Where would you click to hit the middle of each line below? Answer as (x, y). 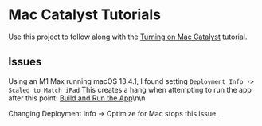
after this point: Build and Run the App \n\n (77, 98)
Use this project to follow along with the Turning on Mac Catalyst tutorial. (128, 37)
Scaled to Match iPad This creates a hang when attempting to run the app (130, 89)
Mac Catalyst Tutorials (85, 15)
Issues (25, 62)
